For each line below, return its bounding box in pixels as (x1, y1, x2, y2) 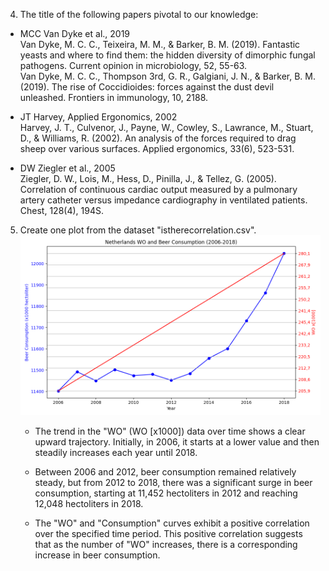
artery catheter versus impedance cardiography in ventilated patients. (19, 194, 308, 206)
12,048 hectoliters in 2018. (34, 498, 144, 510)
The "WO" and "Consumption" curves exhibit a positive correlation (34, 517, 310, 529)
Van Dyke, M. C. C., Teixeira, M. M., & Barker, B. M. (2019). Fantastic (19, 39, 301, 50)
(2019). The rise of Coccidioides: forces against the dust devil (19, 81, 275, 93)
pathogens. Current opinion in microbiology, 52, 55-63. (19, 60, 248, 71)
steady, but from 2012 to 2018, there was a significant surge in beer (34, 477, 313, 489)
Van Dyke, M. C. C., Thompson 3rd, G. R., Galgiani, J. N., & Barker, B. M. (19, 70, 316, 82)
